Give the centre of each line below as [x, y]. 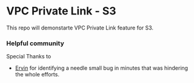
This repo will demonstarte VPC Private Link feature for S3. [80, 28]
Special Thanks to [29, 57]
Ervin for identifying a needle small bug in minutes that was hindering [102, 68]
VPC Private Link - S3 [61, 11]
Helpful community [35, 43]
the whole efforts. [37, 75]
